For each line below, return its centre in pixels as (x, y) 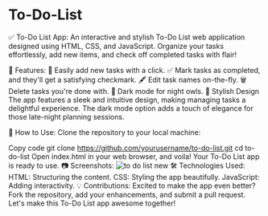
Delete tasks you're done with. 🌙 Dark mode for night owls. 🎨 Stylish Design (134, 91)
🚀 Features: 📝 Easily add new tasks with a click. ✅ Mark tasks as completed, (134, 70)
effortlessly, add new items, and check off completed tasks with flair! (123, 55)
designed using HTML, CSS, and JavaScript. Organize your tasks (116, 46)
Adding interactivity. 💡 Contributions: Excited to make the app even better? (132, 185)
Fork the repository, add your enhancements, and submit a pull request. (127, 194)
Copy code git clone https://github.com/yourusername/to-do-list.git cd (126, 148)
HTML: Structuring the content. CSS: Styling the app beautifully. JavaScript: (134, 177)
